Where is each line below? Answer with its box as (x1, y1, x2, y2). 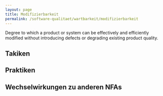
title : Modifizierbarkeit (5, 12, 58, 17)
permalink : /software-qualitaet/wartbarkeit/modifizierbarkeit (5, 16, 139, 21)
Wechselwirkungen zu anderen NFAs (5, 83, 122, 91)
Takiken (5, 49, 30, 58)
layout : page (5, 7, 32, 12)
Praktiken (5, 66, 36, 74)
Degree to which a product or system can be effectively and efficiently (5, 30, 149, 36)
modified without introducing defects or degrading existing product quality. (5, 35, 159, 41)
